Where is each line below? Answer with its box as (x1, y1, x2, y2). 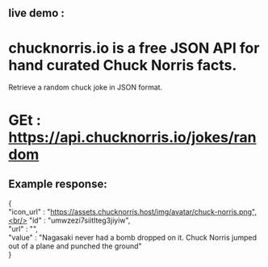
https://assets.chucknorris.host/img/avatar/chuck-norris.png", (50, 207, 257, 217)
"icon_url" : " (8, 207, 51, 217)
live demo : (8, 6, 65, 20)
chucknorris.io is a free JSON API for (8, 39, 260, 57)
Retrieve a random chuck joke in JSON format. (8, 82, 163, 92)
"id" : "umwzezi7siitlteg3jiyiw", (28, 215, 131, 225)
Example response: (8, 177, 107, 190)
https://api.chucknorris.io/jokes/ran (8, 128, 257, 146)
